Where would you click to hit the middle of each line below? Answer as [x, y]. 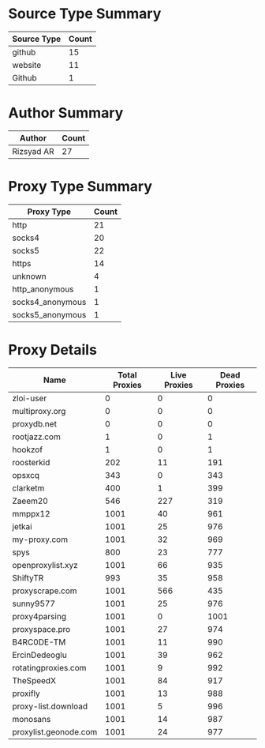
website [27, 65]
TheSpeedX [34, 680]
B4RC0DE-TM [39, 642]
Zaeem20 [30, 501]
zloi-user [30, 398]
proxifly [26, 693]
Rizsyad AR [33, 151]
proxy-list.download [50, 706]
